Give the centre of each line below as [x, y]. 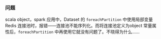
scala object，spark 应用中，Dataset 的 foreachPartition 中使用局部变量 [79, 19]
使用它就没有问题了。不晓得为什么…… [101, 32]
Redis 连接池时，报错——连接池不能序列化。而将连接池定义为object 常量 [79, 26]
